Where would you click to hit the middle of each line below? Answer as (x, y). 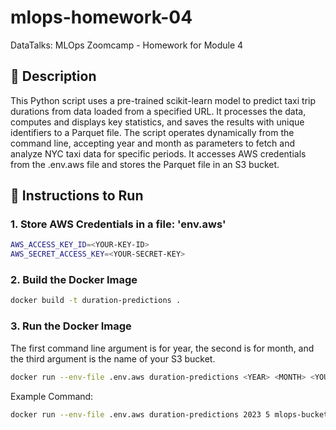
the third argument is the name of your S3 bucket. (113, 358)
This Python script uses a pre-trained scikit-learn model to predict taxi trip (163, 100)
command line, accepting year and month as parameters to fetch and (153, 143)
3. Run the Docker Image (71, 326)
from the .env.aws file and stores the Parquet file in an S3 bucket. (145, 164)
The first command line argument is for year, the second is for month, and (162, 348)
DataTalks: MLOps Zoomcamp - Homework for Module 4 (127, 45)
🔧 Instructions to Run (77, 196)
